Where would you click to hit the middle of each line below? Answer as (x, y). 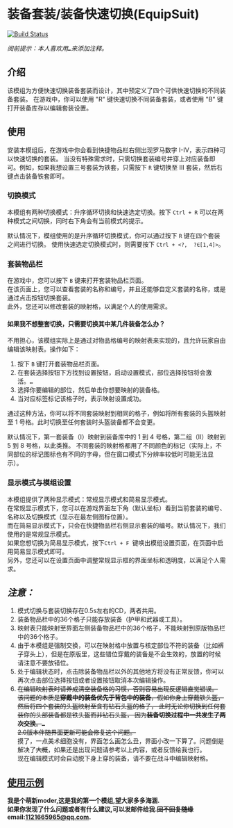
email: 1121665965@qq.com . (49, 817)
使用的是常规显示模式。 (41, 534)
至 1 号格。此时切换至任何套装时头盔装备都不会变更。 (83, 422)
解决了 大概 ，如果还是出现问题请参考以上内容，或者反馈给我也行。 (111, 750)
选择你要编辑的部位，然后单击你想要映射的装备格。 (90, 390)
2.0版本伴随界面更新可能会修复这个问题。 (77, 732)
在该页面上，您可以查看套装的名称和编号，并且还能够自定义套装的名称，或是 (116, 289)
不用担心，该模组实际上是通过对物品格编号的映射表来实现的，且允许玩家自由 (116, 341)
